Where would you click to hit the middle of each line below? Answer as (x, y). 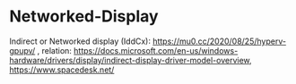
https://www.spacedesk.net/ (62, 70)
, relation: (54, 50)
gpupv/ (22, 50)
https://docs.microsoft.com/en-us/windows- (156, 50)
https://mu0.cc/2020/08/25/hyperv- (219, 41)
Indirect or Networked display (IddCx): (80, 41)
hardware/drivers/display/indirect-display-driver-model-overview (129, 60)
